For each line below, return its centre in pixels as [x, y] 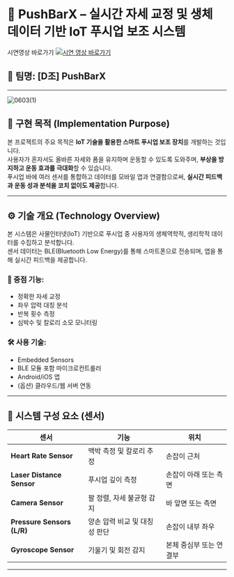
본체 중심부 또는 [190, 545]
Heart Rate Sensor [42, 455]
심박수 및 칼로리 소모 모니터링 [57, 322]
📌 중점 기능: [26, 280]
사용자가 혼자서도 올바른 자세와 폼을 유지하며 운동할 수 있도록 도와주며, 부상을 [112, 159]
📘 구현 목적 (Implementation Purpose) [89, 124]
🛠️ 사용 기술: [27, 342]
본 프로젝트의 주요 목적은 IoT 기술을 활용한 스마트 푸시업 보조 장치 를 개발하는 [110, 142]
